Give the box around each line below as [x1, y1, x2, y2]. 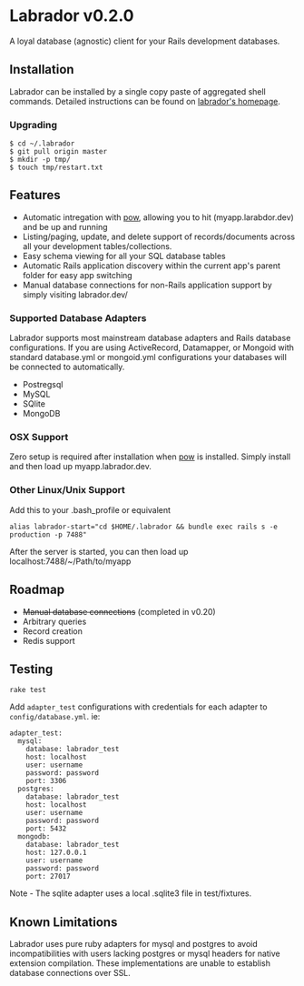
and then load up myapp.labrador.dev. [9, 461, 152, 472]
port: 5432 [25, 824, 67, 833]
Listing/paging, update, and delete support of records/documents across [22, 231, 296, 242]
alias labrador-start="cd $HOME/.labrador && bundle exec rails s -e [9, 522, 279, 531]
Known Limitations [9, 914, 118, 930]
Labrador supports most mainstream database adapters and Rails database [9, 333, 291, 344]
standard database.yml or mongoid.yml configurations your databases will [9, 352, 288, 363]
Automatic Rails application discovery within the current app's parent [22, 260, 281, 271]
